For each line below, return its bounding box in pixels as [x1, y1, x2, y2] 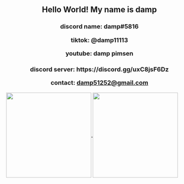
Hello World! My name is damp [41, 5, 157, 15]
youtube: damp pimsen [65, 50, 134, 58]
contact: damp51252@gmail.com [50, 79, 149, 87]
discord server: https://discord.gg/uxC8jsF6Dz [30, 65, 169, 73]
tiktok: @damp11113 [70, 35, 128, 44]
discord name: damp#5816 [60, 22, 139, 31]
